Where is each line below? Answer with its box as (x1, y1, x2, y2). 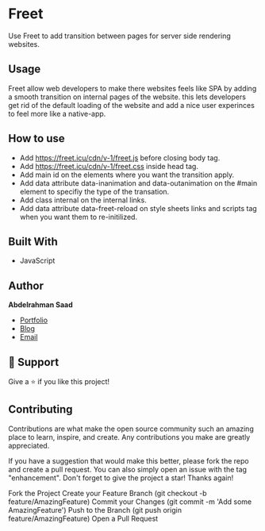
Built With (8, 235, 58, 248)
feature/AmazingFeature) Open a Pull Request (8, 514, 159, 523)
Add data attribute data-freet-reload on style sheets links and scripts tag (19, 203, 258, 213)
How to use (8, 132, 65, 145)
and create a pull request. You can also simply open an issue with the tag (8, 464, 248, 474)
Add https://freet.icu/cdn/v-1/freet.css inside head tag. (19, 161, 198, 171)
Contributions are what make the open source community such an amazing (8, 424, 254, 433)
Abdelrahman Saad (8, 300, 73, 310)
